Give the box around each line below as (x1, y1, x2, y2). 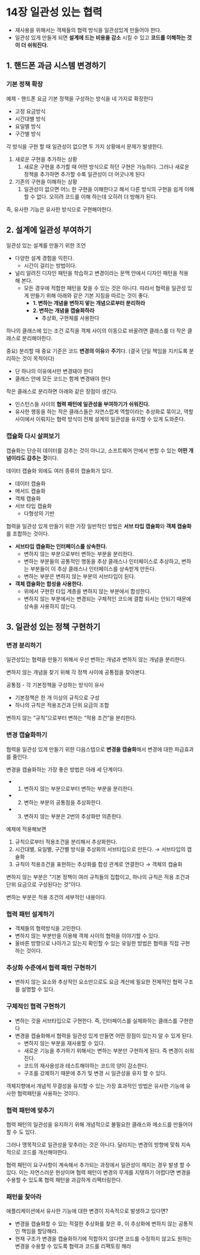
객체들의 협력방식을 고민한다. (14, 925, 82, 932)
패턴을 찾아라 (6, 1193, 42, 1201)
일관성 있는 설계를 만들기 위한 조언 (6, 242, 86, 249)
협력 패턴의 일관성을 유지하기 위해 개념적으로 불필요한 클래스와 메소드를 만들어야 (6, 1121, 193, 1128)
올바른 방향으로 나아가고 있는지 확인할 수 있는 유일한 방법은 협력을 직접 (14, 940, 179, 947)
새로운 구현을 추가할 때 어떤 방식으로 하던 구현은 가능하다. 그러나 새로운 (23, 163, 190, 170)
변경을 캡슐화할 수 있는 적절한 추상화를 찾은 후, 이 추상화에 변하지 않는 (14, 1220, 177, 1227)
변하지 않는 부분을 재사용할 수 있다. (23, 1039, 106, 1047)
